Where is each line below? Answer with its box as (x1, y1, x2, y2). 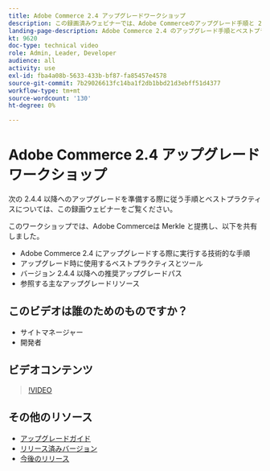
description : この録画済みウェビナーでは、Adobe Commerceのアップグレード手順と (8, 19, 255, 27)
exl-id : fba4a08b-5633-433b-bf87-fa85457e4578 (8, 72, 167, 80)
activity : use (8, 64, 56, 72)
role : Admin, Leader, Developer (8, 49, 117, 57)
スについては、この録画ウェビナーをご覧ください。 (8, 205, 178, 214)
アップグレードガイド (19, 433, 91, 443)
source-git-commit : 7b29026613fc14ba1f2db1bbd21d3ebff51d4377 (8, 79, 221, 87)
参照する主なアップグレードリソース (19, 279, 141, 288)
